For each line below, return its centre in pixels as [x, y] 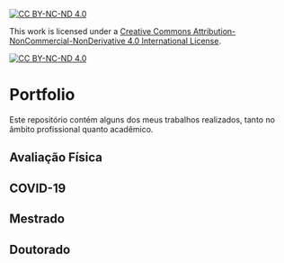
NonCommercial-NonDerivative [67, 41]
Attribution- [214, 31]
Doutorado [40, 249]
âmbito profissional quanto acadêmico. [81, 129]
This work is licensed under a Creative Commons [100, 31]
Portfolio [42, 95]
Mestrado [37, 219]
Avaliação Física [56, 158]
